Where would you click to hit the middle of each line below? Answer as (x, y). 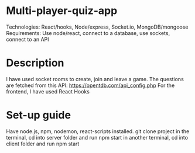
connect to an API (28, 39)
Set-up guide (39, 115)
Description (35, 63)
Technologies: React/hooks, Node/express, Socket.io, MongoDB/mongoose (97, 27)
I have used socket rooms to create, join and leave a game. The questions (95, 79)
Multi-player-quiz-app (62, 11)
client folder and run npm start (43, 144)
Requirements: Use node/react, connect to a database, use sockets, (88, 33)
